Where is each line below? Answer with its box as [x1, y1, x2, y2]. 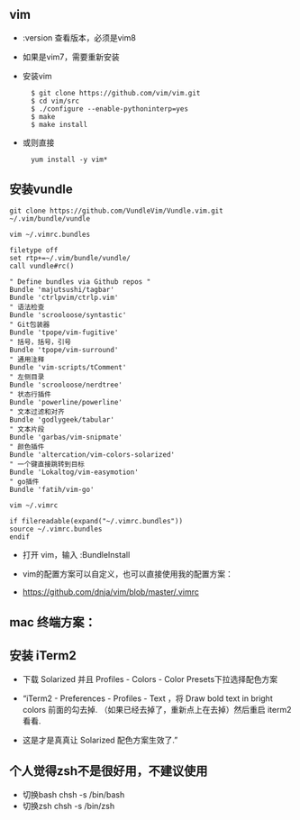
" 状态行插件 [9, 389, 51, 399]
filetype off [9, 245, 59, 255]
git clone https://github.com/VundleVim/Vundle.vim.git [9, 206, 223, 215]
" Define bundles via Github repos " [9, 277, 151, 287]
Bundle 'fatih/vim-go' [9, 485, 95, 494]
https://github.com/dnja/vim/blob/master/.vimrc [22, 586, 200, 597]
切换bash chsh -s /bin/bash [22, 788, 125, 800]
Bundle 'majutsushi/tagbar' [9, 285, 115, 294]
